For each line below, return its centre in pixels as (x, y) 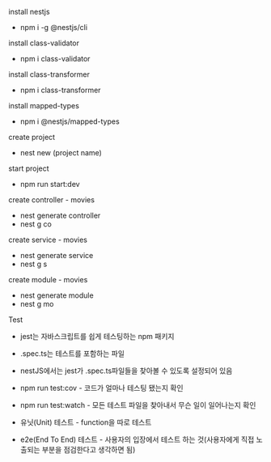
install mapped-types (44, 106)
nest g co (36, 224)
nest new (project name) (61, 153)
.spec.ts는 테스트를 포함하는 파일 (72, 354)
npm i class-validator (55, 59)
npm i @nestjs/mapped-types (70, 121)
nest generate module (57, 295)
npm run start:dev (50, 184)
